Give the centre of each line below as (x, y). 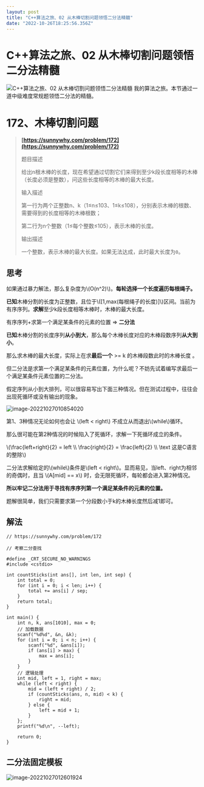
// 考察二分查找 (24, 548)
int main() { (23, 617)
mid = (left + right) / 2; (62, 689)
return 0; (30, 737)
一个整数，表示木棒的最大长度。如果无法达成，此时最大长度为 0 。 (102, 252)
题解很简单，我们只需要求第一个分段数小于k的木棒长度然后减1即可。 (91, 501)
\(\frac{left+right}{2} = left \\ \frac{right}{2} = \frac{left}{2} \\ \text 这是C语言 (102, 447)
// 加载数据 (30, 629)
